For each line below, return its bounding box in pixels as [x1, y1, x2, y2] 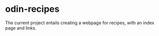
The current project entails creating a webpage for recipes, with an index [5, 20, 155, 26]
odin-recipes [5, 3, 60, 15]
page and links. [5, 25, 37, 31]
